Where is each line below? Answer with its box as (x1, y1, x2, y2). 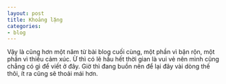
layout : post (7, 10, 45, 17)
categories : (7, 23, 41, 29)
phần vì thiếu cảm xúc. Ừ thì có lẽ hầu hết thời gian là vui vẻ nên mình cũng (7, 55, 220, 64)
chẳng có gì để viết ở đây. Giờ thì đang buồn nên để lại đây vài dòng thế (7, 62, 211, 70)
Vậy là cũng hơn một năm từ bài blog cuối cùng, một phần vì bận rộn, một (7, 48, 215, 56)
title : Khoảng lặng (7, 16, 63, 23)
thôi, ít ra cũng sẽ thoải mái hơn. (7, 70, 98, 78)
